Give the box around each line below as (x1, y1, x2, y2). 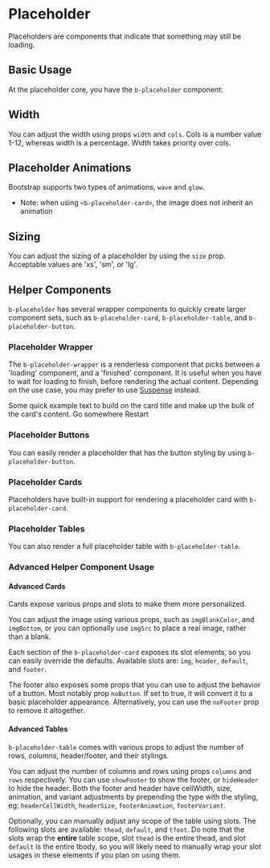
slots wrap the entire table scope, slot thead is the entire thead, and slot (8, 833, 247, 842)
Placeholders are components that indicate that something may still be (8, 31, 242, 41)
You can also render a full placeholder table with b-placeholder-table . (8, 542, 241, 551)
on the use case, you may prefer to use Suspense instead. (8, 385, 201, 395)
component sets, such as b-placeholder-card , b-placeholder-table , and (8, 313, 247, 322)
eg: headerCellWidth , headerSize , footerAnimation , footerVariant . (8, 800, 227, 810)
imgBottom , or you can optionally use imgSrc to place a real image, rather (8, 624, 247, 633)
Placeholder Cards (8, 476, 83, 487)
